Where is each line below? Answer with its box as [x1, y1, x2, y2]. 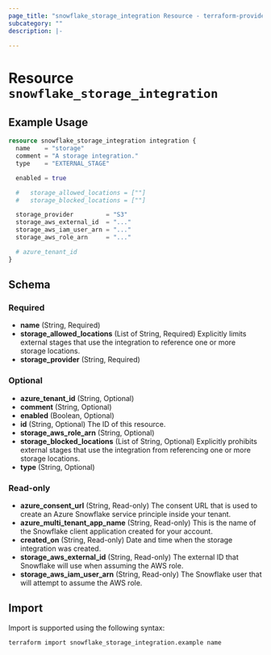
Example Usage [8, 115, 89, 129]
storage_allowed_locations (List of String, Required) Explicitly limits [19, 329, 247, 339]
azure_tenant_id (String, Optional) [19, 393, 135, 403]
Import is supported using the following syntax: [8, 623, 165, 632]
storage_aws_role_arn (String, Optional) [19, 428, 155, 437]
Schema [8, 278, 51, 292]
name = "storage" [15, 145, 85, 153]
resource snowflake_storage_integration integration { [8, 137, 197, 146]
